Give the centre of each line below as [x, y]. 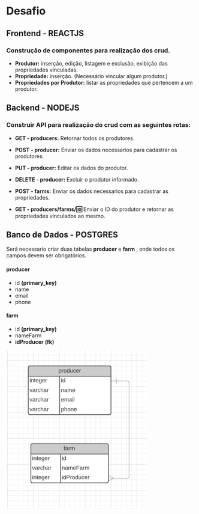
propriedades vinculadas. [46, 70]
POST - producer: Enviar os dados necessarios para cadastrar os [96, 150]
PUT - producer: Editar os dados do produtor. [71, 168]
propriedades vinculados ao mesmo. [60, 216]
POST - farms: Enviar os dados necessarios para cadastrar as [92, 191]
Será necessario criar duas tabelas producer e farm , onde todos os [91, 249]
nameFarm [28, 335]
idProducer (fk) [34, 341]
